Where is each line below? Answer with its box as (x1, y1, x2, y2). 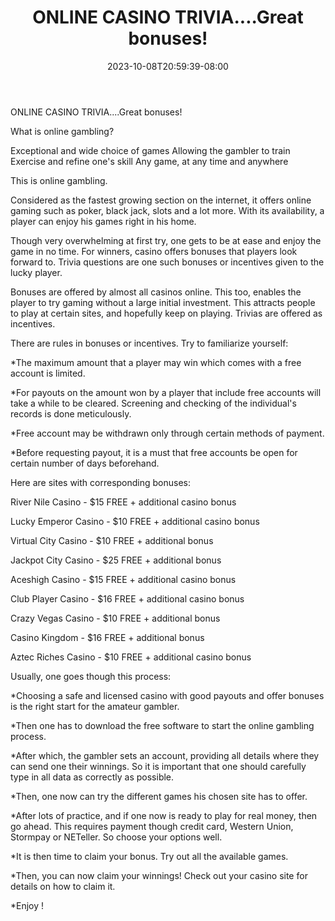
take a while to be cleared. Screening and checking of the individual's (10, 397, 297, 409)
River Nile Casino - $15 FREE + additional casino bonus (10, 496, 237, 508)
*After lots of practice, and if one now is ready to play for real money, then (10, 809, 318, 821)
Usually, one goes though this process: (10, 670, 172, 682)
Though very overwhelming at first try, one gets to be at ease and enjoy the (10, 234, 322, 246)
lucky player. (10, 266, 63, 278)
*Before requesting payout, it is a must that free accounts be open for (10, 446, 298, 458)
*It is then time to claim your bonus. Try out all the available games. (10, 850, 289, 862)
